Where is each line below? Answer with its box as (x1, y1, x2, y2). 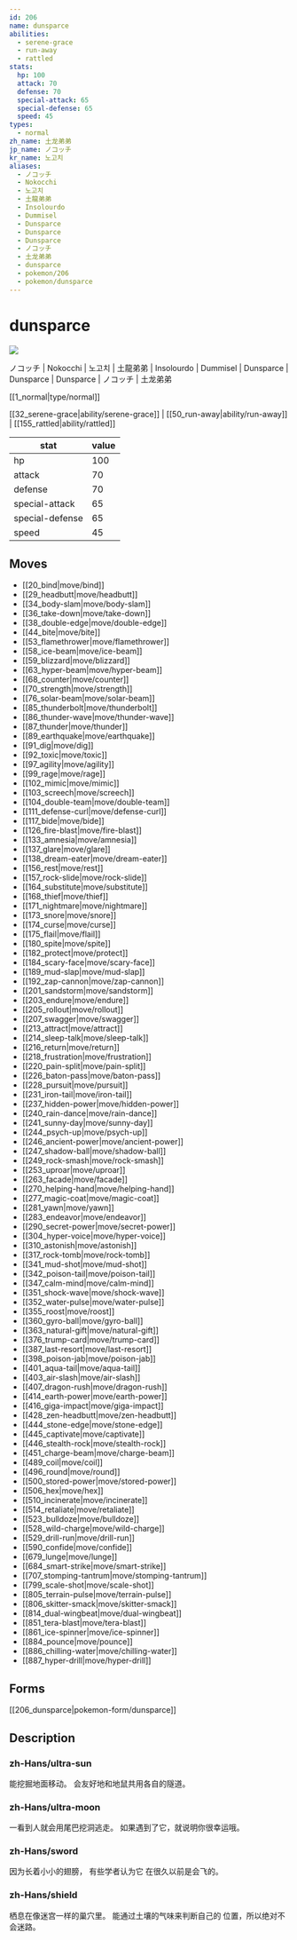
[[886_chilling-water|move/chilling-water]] (21, 1646, 177, 1657)
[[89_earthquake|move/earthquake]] (21, 731, 155, 741)
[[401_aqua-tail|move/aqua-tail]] (21, 1363, 141, 1374)
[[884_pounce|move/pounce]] (21, 1636, 133, 1647)
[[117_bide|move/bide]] (21, 816, 105, 827)
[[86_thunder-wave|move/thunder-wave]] (21, 712, 175, 723)
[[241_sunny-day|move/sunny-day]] (21, 1118, 153, 1128)
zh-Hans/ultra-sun (9, 1757, 92, 1770)
